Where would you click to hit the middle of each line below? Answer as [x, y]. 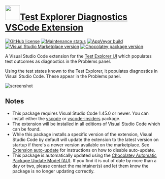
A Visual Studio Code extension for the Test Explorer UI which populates [78, 56]
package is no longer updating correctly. [53, 171]
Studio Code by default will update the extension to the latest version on [85, 139]
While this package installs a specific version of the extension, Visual [82, 134]
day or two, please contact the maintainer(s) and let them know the [80, 166]
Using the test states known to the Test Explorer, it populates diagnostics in [82, 71]
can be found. [26, 129]
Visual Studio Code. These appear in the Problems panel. [63, 76]
